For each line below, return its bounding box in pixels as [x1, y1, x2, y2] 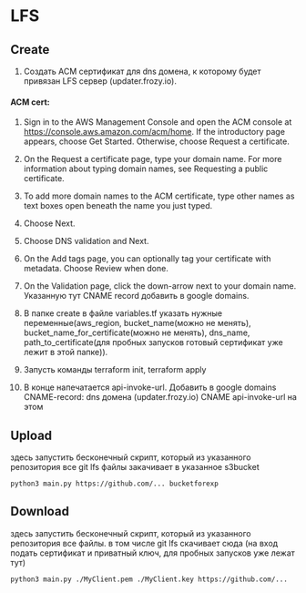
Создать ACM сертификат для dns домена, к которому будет [23, 66, 261, 77]
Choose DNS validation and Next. [23, 236, 149, 247]
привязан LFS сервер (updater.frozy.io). [23, 76, 177, 87]
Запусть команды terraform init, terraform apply [23, 364, 207, 375]
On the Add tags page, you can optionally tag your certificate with [23, 253, 271, 264]
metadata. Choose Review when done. [23, 263, 169, 274]
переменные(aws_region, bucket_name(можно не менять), [23, 318, 251, 329]
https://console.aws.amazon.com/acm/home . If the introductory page [23, 127, 286, 138]
